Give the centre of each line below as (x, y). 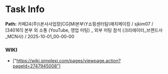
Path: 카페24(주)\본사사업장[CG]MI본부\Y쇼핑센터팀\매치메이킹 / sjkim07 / (79, 24)
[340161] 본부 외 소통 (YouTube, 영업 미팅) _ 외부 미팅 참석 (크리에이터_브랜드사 (84, 30)
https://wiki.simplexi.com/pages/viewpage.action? (69, 61)
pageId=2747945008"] (37, 66)
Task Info (25, 9)
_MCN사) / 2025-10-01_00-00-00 (40, 36)
